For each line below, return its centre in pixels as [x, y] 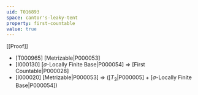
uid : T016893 [23, 12]
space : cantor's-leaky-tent [42, 18]
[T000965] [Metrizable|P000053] [58, 58]
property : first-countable [41, 23]
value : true [21, 29]
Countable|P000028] [42, 71]
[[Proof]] [17, 46]
